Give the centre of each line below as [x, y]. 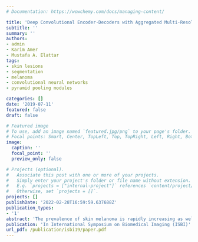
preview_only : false [37, 159]
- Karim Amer [22, 50]
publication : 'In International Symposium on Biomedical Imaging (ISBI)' [99, 224]
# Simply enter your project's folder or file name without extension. [99, 181]
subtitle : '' [22, 28]
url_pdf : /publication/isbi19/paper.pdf [57, 230]
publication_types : [30, 208]
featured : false [26, 110]
